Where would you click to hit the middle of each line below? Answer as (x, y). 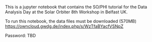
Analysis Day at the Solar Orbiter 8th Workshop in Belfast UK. (66, 12)
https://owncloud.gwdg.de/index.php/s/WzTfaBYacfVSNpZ (64, 26)
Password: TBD (21, 36)
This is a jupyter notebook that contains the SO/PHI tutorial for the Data (76, 7)
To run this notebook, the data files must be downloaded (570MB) (71, 21)
